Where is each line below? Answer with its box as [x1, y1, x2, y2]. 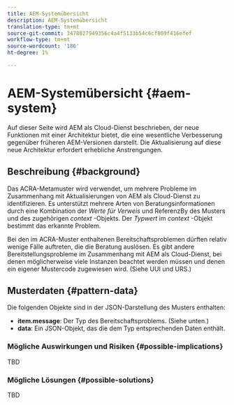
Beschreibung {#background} [7, 165, 141, 178]
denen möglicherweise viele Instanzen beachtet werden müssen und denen [7, 257, 226, 265]
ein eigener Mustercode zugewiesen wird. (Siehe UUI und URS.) [7, 265, 192, 273]
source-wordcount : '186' [7, 43, 80, 50]
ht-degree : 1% [7, 50, 49, 57]
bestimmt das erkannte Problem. [7, 221, 101, 230]
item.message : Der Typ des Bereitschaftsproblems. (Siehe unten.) [17, 317, 210, 325]
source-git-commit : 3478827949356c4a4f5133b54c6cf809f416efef [7, 29, 192, 37]
